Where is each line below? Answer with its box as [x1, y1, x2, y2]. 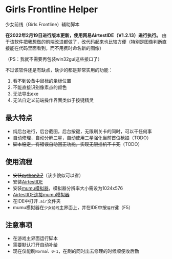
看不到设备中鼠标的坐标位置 [12, 78, 72, 84]
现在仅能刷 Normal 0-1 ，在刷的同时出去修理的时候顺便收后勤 [12, 248, 139, 254]
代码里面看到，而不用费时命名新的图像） [18, 45, 104, 51]
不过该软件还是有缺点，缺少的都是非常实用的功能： [5, 67, 113, 73]
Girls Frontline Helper [5, 4, 98, 15]
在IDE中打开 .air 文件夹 [12, 198, 61, 204]
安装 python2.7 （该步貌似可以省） [12, 172, 83, 178]
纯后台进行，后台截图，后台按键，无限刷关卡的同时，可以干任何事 [12, 128, 152, 134]
